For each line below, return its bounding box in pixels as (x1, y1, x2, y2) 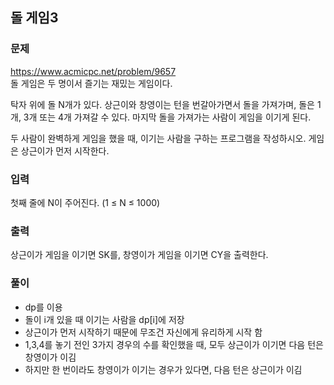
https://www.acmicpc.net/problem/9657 (10, 65, 177, 77)
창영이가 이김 (24, 351, 77, 363)
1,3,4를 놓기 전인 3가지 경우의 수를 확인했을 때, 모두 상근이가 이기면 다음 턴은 (24, 338, 324, 350)
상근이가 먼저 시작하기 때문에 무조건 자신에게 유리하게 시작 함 (24, 326, 263, 338)
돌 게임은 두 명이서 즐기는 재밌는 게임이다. (10, 77, 173, 89)
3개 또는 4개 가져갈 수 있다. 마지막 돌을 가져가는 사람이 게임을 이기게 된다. (23, 111, 312, 123)
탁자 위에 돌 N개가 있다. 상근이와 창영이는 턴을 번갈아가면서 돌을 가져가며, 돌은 (10, 98, 315, 110)
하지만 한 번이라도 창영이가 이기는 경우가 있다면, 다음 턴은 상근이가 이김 (24, 363, 303, 375)
